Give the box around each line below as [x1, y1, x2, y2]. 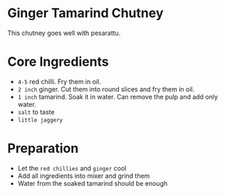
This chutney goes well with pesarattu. [7, 29, 121, 37]
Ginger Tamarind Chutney [7, 5, 164, 21]
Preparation [7, 141, 79, 156]
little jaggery [17, 116, 63, 124]
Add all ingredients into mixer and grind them [17, 171, 150, 180]
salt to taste [17, 107, 55, 116]
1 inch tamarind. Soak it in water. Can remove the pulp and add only [17, 92, 219, 101]
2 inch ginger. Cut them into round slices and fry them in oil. [17, 84, 195, 94]
